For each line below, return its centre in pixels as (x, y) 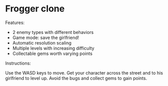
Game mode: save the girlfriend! (46, 37)
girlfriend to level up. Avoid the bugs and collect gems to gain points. (76, 78)
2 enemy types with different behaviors (53, 32)
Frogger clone (35, 9)
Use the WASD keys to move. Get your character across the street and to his (84, 72)
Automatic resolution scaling (42, 42)
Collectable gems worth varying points (52, 53)
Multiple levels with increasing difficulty (53, 48)
